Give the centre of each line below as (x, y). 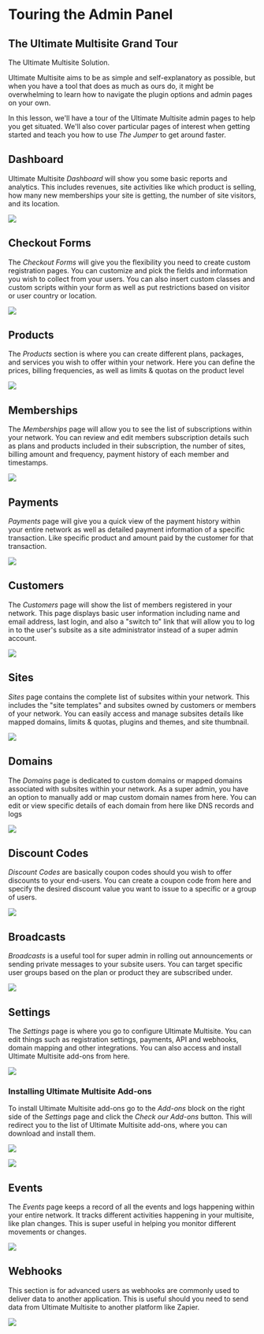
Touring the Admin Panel (91, 15)
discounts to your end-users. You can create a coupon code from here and (130, 880)
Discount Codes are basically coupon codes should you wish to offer (120, 873)
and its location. (34, 203)
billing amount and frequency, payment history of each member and (119, 454)
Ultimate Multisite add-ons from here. (69, 1056)
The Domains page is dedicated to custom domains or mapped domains (125, 780)
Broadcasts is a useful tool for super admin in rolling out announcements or (131, 956)
